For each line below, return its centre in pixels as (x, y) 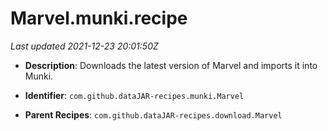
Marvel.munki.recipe (99, 18)
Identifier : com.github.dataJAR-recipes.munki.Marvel (134, 95)
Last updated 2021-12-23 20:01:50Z (84, 46)
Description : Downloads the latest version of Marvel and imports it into (171, 65)
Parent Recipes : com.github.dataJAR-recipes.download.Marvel (153, 114)
